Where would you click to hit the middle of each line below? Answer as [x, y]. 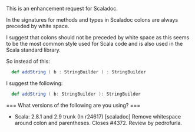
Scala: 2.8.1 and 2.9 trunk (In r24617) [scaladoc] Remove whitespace [98, 116]
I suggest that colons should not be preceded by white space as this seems [98, 37]
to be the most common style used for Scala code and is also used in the [95, 44]
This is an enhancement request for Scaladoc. [62, 9]
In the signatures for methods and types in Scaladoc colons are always [92, 20]
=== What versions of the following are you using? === [73, 105]
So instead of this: [28, 61]
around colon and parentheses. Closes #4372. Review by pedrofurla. [98, 123]
